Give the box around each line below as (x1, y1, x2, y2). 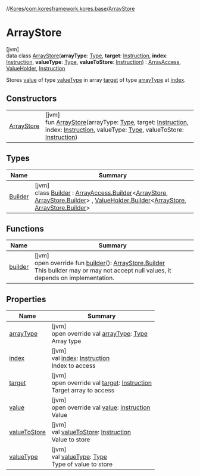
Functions (6, 223, 45, 234)
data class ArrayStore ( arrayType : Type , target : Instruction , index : (6, 52, 168, 59)
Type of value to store (51, 460, 113, 468)
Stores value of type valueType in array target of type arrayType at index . (6, 76, 186, 83)
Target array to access (51, 386, 115, 395)
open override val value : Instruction (51, 403, 151, 411)
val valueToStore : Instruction (51, 428, 131, 437)
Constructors (6, 94, 57, 104)
